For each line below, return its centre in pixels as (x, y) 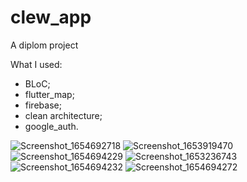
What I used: (36, 64)
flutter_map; (49, 94)
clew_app (51, 17)
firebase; (43, 105)
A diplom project (44, 45)
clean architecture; (63, 115)
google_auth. (51, 126)
